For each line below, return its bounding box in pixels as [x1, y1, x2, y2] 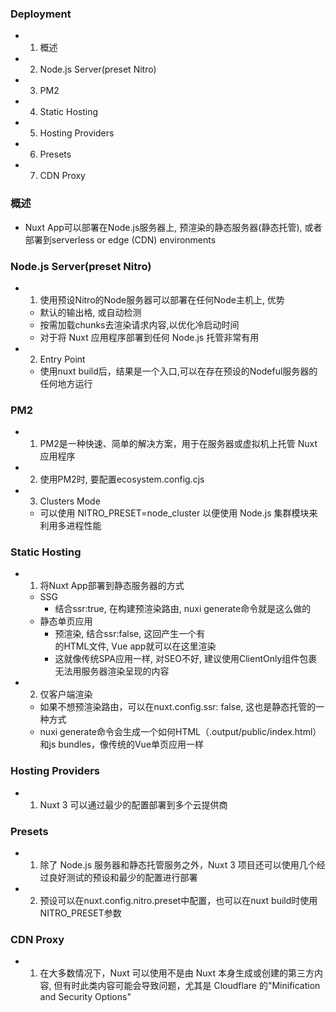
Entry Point [39, 353, 86, 365]
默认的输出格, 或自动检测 [39, 306, 142, 318]
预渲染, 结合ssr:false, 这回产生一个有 [54, 628, 206, 640]
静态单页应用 [39, 615, 93, 627]
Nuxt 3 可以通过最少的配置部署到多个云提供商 [39, 798, 228, 811]
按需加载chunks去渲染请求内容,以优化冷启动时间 [39, 318, 240, 331]
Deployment [10, 7, 72, 21]
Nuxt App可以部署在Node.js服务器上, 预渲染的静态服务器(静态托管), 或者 [24, 221, 323, 233]
